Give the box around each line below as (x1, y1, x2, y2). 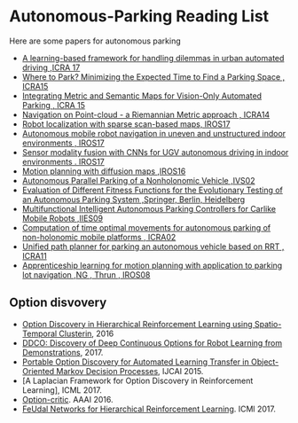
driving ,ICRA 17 (21, 62, 81, 73)
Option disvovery (9, 295, 107, 310)
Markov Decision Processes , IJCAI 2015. (56, 365, 204, 376)
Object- (251, 356, 279, 367)
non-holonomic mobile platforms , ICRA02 (21, 231, 176, 242)
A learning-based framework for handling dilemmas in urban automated (21, 52, 285, 63)
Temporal (21, 328, 58, 339)
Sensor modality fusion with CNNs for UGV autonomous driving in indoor (21, 146, 289, 157)
